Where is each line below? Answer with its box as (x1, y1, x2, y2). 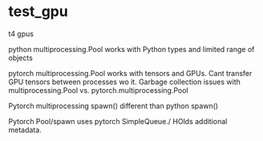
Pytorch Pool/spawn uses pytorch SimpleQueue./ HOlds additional (8, 116, 228, 126)
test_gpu (8, 2, 68, 21)
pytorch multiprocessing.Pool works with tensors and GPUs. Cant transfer (8, 68, 253, 78)
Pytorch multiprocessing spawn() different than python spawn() (8, 101, 219, 111)
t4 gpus (8, 29, 34, 38)
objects (8, 53, 34, 62)
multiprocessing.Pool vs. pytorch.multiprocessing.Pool (8, 85, 188, 95)
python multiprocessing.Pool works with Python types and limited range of (8, 44, 255, 54)
